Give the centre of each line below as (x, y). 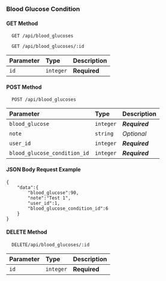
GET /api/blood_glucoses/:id (48, 47)
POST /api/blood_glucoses (44, 100)
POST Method (24, 87)
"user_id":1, (44, 203)
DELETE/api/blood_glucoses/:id (51, 244)
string (104, 134)
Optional (135, 134)
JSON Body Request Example (43, 169)
